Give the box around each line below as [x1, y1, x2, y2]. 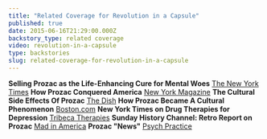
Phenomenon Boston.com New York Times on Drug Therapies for [8, 104, 231, 113]
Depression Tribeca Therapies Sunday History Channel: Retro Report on [8, 112, 253, 122]
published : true [8, 19, 63, 27]
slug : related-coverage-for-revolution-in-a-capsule [8, 57, 189, 65]
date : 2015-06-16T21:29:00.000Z [8, 27, 117, 35]
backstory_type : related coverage [8, 34, 125, 43]
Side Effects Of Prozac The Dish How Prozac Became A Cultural [8, 96, 225, 105]
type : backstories [8, 49, 70, 57]
